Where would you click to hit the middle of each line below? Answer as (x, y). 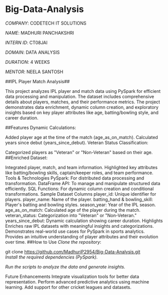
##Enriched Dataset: (26, 158)
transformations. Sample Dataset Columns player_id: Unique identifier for (81, 194)
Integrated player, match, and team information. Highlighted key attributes (81, 167)
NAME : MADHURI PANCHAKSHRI (40, 33)
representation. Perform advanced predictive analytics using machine (77, 281)
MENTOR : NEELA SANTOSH (34, 72)
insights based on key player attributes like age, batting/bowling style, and (82, 112)
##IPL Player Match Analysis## (38, 81)
